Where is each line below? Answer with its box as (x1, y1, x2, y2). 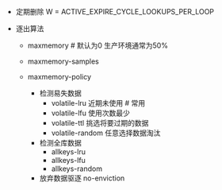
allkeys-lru (51, 147, 86, 157)
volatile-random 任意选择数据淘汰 (51, 128, 161, 138)
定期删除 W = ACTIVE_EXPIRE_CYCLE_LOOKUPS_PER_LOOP (15, 7, 215, 16)
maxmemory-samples (27, 56, 99, 66)
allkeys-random (51, 164, 103, 173)
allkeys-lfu (51, 156, 86, 165)
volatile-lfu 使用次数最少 (51, 108, 131, 118)
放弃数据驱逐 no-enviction (39, 173, 125, 183)
